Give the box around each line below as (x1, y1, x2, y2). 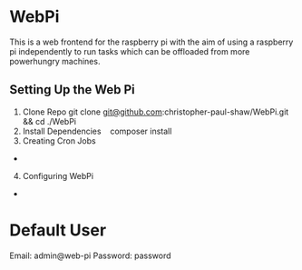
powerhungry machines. (9, 55, 101, 66)
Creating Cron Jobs (22, 135, 97, 146)
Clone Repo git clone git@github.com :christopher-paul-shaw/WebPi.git (22, 106, 289, 117)
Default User (9, 220, 107, 240)
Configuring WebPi (22, 170, 93, 181)
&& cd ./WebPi (22, 115, 77, 126)
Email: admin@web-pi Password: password (9, 250, 171, 261)
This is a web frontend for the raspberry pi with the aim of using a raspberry (9, 36, 294, 47)
